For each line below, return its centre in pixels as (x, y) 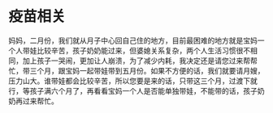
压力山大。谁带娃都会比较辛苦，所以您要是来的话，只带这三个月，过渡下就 (133, 81)
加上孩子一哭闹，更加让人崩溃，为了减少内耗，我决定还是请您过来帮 (136, 61)
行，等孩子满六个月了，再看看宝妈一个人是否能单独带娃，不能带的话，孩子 (133, 90)
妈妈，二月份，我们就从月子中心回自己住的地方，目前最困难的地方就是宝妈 (133, 40)
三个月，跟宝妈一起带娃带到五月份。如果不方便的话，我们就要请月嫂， (147, 70)
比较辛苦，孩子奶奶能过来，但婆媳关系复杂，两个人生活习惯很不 (143, 50)
